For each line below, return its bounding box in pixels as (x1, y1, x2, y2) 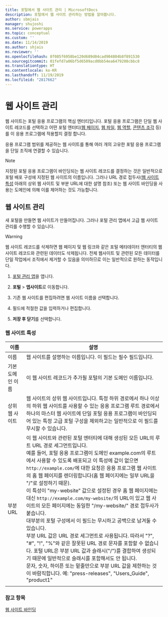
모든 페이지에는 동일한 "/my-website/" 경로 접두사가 (41, 502, 159, 509)
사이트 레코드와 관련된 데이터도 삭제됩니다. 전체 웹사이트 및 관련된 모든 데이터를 (5, 250, 160, 256)
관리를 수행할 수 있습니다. (5, 223, 55, 229)
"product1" (26, 576, 53, 583)
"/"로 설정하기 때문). (26, 480, 71, 487)
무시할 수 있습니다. (26, 425, 67, 432)
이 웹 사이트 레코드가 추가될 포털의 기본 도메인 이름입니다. (26, 374, 154, 381)
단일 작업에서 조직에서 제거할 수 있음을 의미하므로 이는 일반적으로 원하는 (5, 256, 145, 262)
